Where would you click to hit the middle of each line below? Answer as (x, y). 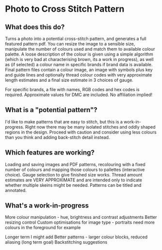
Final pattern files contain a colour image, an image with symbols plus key (79, 70)
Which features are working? (50, 153)
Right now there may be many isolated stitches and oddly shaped (90, 127)
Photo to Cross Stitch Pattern (65, 9)
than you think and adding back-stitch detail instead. (57, 137)
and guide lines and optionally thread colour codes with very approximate (79, 75)
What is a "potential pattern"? (51, 110)
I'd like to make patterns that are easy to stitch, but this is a (64, 122)
